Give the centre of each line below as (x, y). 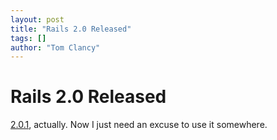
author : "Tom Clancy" (55, 47)
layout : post (37, 19)
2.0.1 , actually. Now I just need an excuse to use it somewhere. (139, 125)
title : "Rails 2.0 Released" (71, 29)
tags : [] (28, 38)
